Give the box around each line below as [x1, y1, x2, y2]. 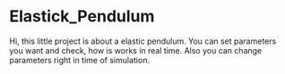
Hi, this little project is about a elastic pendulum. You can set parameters [9, 36, 277, 46]
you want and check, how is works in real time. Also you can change [9, 45, 263, 55]
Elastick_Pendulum [9, 6, 155, 27]
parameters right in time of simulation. [9, 54, 151, 65]
